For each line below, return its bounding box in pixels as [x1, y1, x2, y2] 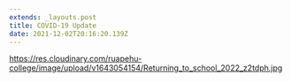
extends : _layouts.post [9, 12, 97, 22]
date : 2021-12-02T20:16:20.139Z [9, 29, 128, 38]
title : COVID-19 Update [9, 21, 97, 30]
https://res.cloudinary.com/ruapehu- [9, 54, 142, 64]
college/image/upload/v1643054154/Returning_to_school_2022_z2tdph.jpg [9, 63, 283, 73]
